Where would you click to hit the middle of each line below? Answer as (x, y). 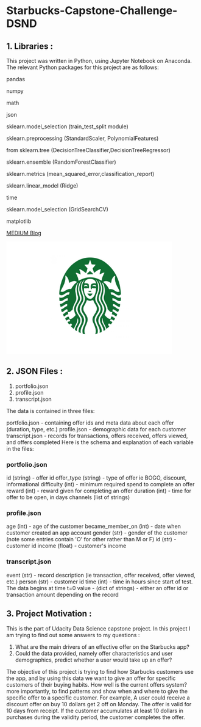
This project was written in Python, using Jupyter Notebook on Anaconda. (99, 61)
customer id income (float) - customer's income (66, 546)
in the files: (20, 448)
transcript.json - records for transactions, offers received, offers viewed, (97, 436)
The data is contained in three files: (51, 411)
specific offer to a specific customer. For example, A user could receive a (98, 698)
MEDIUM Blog (24, 233)
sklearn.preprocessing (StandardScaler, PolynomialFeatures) (83, 138)
